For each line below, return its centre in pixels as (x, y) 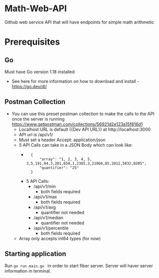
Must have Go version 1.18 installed (40, 72)
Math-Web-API (36, 9)
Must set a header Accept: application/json (62, 140)
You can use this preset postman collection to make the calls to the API (83, 114)
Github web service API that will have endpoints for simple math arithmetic (79, 22)
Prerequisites (32, 42)
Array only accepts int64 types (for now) (60, 238)
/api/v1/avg (45, 207)
